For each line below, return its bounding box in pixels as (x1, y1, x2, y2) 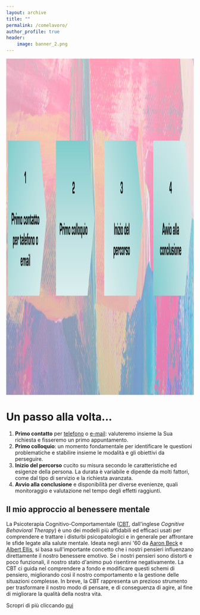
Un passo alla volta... (6, 410, 112, 424)
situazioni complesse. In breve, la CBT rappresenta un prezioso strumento (6, 577, 187, 585)
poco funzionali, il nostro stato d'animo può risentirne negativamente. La (6, 558, 184, 565)
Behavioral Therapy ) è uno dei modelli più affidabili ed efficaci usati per (6, 527, 182, 534)
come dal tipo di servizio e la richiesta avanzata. (14, 474, 133, 481)
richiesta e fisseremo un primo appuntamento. (14, 436, 129, 443)
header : (6, 35, 26, 41)
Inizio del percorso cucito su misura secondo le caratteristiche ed (14, 461, 177, 469)
